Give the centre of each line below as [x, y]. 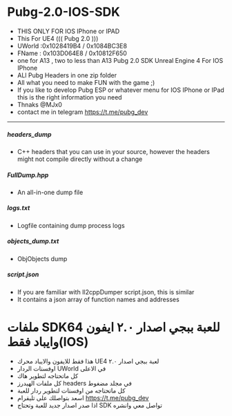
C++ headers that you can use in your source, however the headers [114, 151]
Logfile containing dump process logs [71, 225]
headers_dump [29, 134]
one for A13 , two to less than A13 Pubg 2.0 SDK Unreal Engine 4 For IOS [120, 60]
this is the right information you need [69, 97]
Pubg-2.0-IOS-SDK [64, 12]
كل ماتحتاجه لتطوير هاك [48, 376]
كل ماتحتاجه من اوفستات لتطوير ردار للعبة [71, 390]
